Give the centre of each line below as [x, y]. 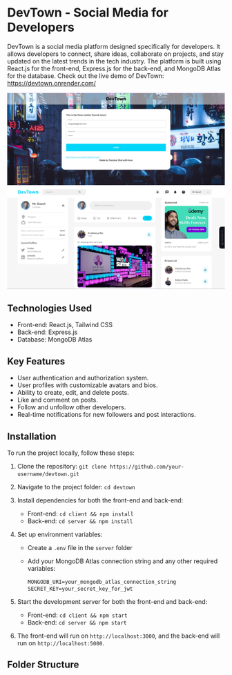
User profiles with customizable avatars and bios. [87, 385]
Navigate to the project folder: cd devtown [76, 487]
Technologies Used [49, 308]
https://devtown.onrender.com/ [52, 83]
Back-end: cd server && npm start [77, 622]
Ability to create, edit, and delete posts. [73, 393]
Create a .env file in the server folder [80, 547]
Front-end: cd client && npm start [77, 615]
